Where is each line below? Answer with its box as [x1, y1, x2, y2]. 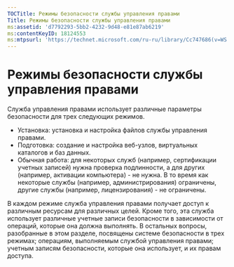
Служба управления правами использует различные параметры [7, 105, 202, 113]
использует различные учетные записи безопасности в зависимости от [7, 214, 223, 223]
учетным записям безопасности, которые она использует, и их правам [7, 244, 221, 253]
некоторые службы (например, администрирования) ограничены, [17, 178, 217, 187]
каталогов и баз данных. [17, 148, 91, 157]
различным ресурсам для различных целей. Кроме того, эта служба [7, 207, 214, 215]
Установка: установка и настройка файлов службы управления [17, 126, 208, 134]
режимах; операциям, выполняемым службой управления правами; [7, 237, 214, 245]
